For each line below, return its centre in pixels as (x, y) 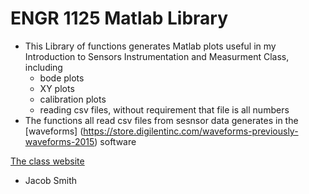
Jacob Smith (51, 180)
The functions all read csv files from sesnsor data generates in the (161, 120)
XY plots (57, 88)
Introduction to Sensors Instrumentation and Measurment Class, (157, 56)
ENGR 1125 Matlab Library (119, 18)
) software (115, 141)
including (43, 67)
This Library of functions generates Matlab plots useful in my (150, 46)
